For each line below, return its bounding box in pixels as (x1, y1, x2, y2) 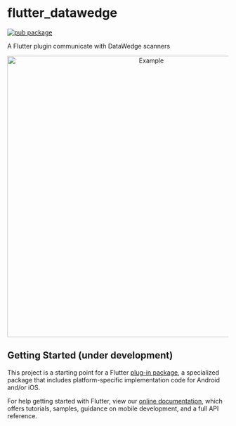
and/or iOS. (7, 383, 41, 392)
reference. (7, 411, 37, 420)
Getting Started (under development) (7, 349, 173, 361)
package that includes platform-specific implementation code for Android (7, 375, 220, 384)
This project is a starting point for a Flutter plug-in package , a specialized (7, 368, 220, 377)
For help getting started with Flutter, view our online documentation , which (7, 396, 223, 405)
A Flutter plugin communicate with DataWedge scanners (7, 41, 171, 50)
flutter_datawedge (7, 5, 118, 21)
